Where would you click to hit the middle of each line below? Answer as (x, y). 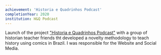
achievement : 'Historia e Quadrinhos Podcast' (54, 10)
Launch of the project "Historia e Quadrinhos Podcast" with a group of (76, 33)
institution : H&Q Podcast (31, 19)
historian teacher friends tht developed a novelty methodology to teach (77, 38)
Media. (12, 48)
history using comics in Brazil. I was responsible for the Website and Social (81, 43)
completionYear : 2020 (27, 14)
